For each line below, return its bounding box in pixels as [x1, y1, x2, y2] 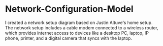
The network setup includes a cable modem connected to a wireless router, [5, 24, 159, 30]
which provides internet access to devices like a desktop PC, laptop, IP [5, 30, 149, 36]
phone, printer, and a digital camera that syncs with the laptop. [5, 35, 132, 41]
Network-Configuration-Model [5, 3, 134, 15]
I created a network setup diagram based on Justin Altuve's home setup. [5, 20, 153, 25]
